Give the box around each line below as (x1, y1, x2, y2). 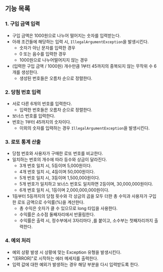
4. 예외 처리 (5, 237, 31, 244)
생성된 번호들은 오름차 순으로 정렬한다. (19, 75, 92, 81)
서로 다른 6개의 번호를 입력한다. (12, 101, 72, 106)
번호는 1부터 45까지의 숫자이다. (12, 119, 72, 125)
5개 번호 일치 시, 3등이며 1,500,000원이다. (19, 175, 101, 181)
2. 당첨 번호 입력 (5, 88, 41, 95)
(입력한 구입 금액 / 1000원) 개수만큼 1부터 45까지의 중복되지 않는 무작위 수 (12, 63, 153, 69)
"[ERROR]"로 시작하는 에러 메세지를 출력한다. (12, 255, 99, 261)
